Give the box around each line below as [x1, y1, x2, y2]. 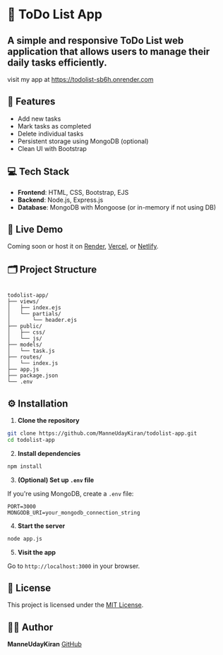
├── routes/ [7, 354, 42, 361]
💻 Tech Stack [7, 166, 70, 178]
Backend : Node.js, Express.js [17, 196, 104, 204]
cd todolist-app [7, 436, 55, 443]
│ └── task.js [7, 347, 55, 355]
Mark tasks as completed [17, 121, 92, 130]
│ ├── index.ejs [7, 304, 61, 311]
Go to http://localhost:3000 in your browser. [7, 561, 140, 570]
